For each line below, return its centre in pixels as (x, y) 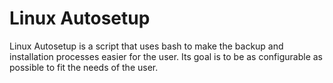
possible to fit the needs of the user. (84, 67)
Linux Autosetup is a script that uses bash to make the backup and (146, 46)
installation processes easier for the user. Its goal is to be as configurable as (166, 56)
